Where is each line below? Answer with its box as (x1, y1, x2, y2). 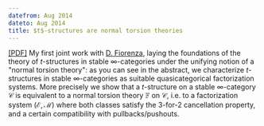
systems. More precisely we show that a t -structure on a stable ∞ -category (8, 82, 256, 92)
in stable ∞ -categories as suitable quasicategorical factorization (43, 73, 254, 84)
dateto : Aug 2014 (8, 19, 66, 27)
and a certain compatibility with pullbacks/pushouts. (8, 109, 180, 119)
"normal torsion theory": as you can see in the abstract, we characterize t (8, 65, 249, 75)
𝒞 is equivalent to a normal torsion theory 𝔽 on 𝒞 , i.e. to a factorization (8, 91, 239, 100)
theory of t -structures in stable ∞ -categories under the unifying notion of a (8, 57, 254, 66)
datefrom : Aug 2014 (8, 11, 73, 20)
